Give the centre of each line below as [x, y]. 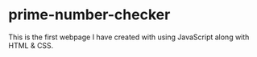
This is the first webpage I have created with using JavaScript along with [129, 37]
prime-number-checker [89, 15]
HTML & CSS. [31, 45]
